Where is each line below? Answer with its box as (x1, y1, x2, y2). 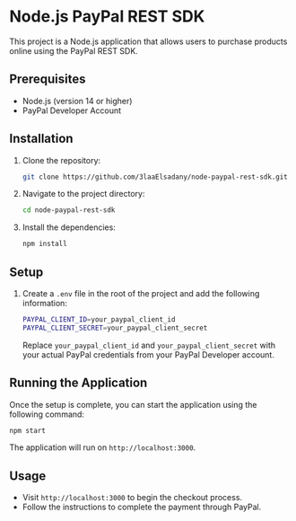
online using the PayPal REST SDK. (9, 45, 139, 56)
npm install (22, 240, 67, 249)
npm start (9, 426, 47, 435)
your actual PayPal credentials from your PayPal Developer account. (22, 349, 275, 360)
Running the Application (9, 375, 148, 391)
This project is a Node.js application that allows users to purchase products (9, 36, 288, 47)
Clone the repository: (22, 155, 101, 165)
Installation (9, 131, 74, 146)
